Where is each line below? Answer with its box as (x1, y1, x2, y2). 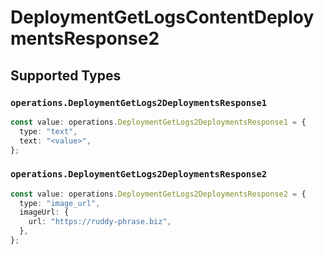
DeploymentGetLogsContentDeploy (10, 6, 315, 29)
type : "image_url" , (19, 198, 101, 208)
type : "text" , (19, 126, 78, 136)
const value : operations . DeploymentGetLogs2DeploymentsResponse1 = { (10, 117, 307, 127)
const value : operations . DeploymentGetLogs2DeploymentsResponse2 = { (10, 189, 307, 199)
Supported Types (10, 67, 122, 84)
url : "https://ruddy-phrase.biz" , (28, 217, 172, 227)
